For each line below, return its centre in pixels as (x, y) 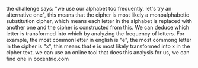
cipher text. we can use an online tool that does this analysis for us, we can (98, 52)
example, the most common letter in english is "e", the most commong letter (99, 40)
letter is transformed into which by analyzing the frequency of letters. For (95, 34)
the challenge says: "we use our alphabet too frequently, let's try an (89, 9)
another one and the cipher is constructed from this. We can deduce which (98, 27)
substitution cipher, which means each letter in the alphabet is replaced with (99, 21)
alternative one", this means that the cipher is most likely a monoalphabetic (98, 15)
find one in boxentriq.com (38, 59)
